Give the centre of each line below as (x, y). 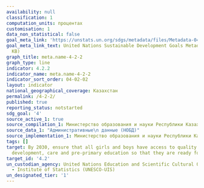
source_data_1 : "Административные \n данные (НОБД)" (73, 130)
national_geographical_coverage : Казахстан (62, 91)
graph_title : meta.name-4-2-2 (45, 57)
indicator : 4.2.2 (28, 68)
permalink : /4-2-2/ (31, 96)
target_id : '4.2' (28, 158)
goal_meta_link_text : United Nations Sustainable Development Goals (95, 46)
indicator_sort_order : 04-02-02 (47, 79)
